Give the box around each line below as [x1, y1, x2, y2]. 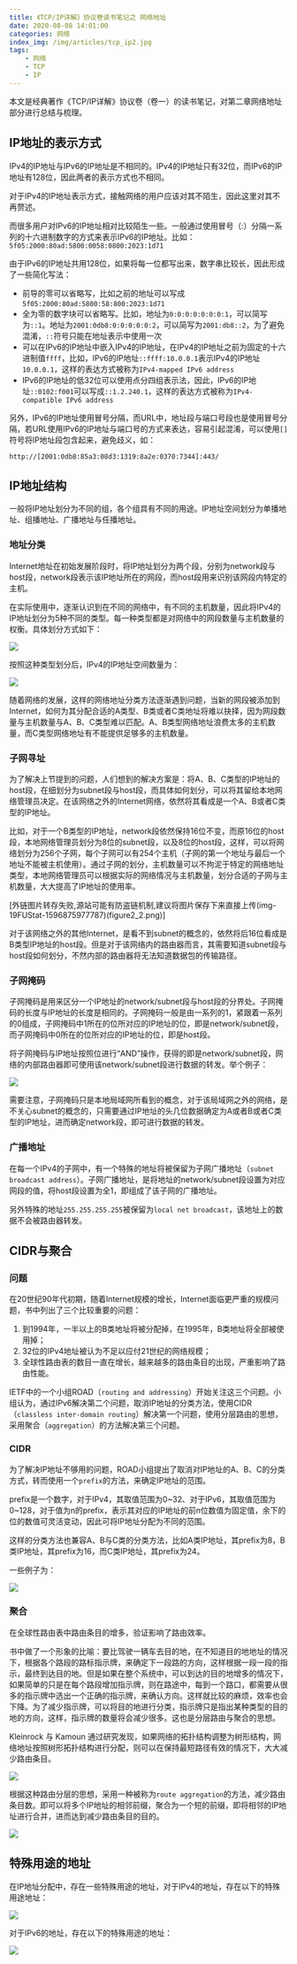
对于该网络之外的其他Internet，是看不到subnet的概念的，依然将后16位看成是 [9, 928, 287, 938]
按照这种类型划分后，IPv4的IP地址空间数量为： [9, 659, 180, 669]
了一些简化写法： [9, 269, 72, 280]
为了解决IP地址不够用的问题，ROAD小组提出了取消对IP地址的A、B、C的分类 [9, 1464, 286, 1475]
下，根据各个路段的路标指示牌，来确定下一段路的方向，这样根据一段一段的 [9, 1657, 280, 1667]
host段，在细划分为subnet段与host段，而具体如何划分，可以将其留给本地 [9, 784, 276, 795]
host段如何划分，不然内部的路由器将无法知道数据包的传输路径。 [9, 950, 242, 960]
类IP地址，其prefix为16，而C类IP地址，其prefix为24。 [9, 1545, 205, 1556]
